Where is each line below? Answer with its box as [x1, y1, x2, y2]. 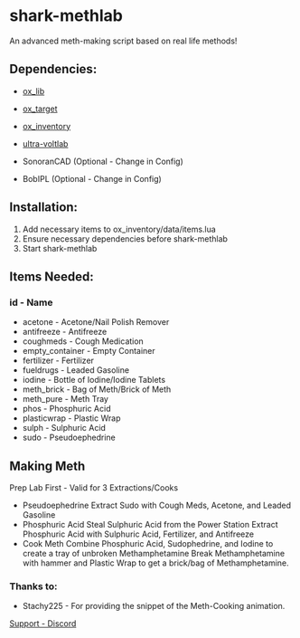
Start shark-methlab [22, 243, 98, 253]
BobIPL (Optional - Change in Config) [22, 173, 163, 184]
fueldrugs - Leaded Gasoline [22, 365, 129, 376]
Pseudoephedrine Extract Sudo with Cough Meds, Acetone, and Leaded [22, 500, 292, 511]
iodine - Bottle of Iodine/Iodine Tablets [22, 375, 165, 386]
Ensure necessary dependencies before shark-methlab [22, 233, 229, 244]
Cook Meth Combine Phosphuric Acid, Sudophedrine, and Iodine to [22, 538, 274, 549]
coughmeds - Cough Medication [22, 336, 145, 347]
